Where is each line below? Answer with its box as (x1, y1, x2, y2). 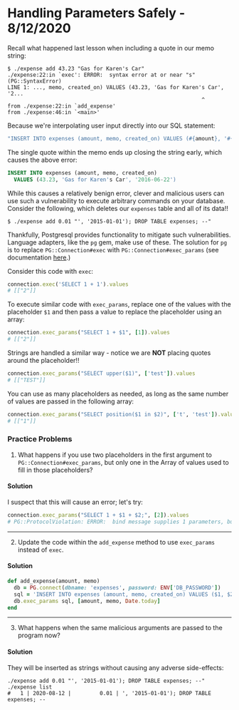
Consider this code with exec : (7, 267, 94, 275)
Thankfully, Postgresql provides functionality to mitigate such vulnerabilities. (7, 230, 231, 239)
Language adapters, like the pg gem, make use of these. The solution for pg (7, 237, 228, 247)
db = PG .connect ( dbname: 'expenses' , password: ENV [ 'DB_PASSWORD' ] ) (14, 584, 221, 591)
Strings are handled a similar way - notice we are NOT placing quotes (7, 349, 211, 357)
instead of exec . (17, 545, 64, 554)
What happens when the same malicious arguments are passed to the (17, 624, 223, 632)
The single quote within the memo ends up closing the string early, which (7, 148, 223, 156)
